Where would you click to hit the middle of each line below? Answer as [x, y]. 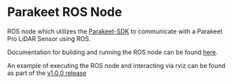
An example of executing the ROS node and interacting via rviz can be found [116, 65]
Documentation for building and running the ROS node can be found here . [113, 52]
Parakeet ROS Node [65, 12]
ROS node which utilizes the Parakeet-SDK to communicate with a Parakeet [115, 31]
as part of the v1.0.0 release [47, 73]
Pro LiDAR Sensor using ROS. [49, 38]
